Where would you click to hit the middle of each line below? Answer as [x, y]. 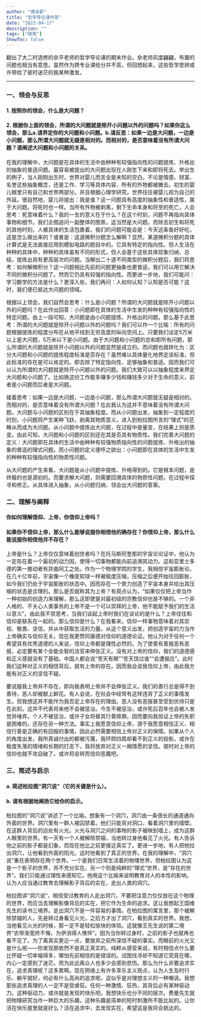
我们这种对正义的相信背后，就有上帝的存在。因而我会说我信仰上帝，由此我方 [100, 666]
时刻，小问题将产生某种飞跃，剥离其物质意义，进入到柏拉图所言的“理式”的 [98, 419]
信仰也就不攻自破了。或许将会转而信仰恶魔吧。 [64, 754]
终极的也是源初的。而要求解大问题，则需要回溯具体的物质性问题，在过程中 [98, 477]
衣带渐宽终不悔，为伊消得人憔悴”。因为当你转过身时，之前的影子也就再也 [104, 933]
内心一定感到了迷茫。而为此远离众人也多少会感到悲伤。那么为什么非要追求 [98, 963]
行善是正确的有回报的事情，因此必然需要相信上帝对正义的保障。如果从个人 [103, 731]
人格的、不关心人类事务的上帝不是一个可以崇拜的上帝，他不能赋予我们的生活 [100, 606]
